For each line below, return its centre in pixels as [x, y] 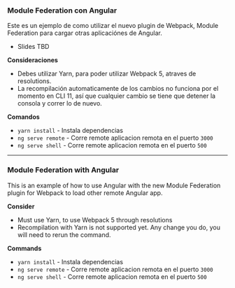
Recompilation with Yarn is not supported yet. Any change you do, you [119, 227]
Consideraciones [33, 60]
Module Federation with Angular [63, 170]
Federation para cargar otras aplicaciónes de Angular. [85, 33]
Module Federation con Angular [62, 10]
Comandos [23, 117]
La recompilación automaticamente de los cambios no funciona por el [118, 89]
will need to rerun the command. [64, 235]
